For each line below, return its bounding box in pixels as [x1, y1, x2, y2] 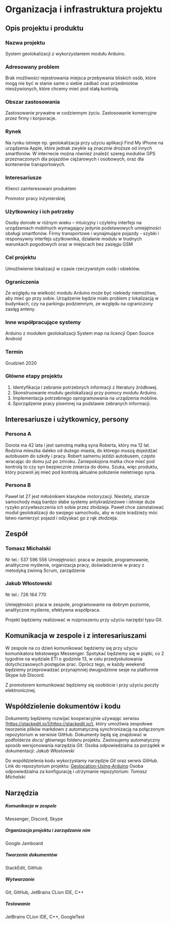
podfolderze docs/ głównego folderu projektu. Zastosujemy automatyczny [5, 737, 160, 743]
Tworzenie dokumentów [5, 852, 57, 858]
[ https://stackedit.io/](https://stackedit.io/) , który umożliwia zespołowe [5, 721, 153, 727]
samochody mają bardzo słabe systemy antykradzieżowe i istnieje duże [5, 499, 155, 505]
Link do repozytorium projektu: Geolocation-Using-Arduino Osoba [5, 763, 144, 769]
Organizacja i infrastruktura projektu [5, 4, 162, 15]
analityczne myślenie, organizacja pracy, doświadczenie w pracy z [5, 562, 145, 568]
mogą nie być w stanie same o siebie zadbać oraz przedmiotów [5, 80, 139, 86]
